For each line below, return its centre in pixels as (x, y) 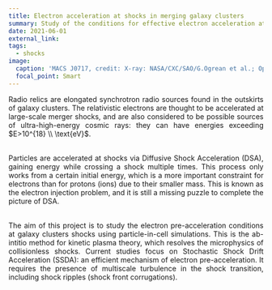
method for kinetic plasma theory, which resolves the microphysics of (146, 242)
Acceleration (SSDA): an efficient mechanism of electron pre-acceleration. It (136, 259)
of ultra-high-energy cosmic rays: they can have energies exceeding (136, 125)
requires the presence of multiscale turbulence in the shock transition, (136, 268)
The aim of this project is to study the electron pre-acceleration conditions (136, 225)
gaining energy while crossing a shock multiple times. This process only (136, 166)
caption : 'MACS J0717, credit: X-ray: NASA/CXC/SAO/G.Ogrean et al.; (135, 69)
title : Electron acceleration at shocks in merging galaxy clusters (126, 16)
